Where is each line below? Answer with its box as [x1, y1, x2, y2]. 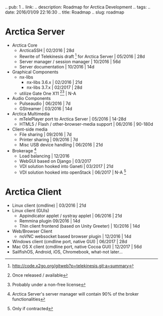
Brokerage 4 [12, 147, 37, 153]
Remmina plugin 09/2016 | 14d [19, 218, 81, 224]
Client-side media [12, 126, 48, 133]
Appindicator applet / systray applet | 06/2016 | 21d [19, 213, 122, 218]
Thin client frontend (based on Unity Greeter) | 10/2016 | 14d [19, 223, 140, 229]
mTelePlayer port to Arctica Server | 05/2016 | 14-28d [19, 116, 126, 122]
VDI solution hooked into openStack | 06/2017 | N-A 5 [19, 168, 126, 175]
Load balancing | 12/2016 [19, 153, 70, 159]
